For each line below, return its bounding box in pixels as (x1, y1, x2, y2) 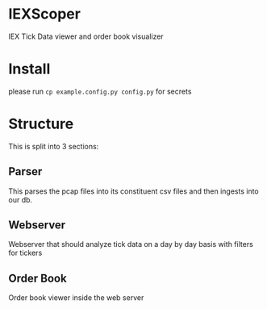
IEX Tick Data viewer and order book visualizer (8, 31, 164, 41)
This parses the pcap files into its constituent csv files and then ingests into (8, 186, 260, 196)
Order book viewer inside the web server (8, 293, 144, 303)
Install (8, 60, 51, 78)
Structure (8, 115, 74, 133)
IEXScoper (8, 5, 81, 23)
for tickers (8, 248, 43, 258)
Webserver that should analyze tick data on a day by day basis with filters (8, 240, 254, 249)
